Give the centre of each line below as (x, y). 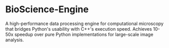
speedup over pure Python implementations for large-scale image (84, 34)
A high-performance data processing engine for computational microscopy (84, 23)
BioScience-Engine (47, 9)
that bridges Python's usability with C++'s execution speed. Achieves (79, 29)
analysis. (15, 40)
